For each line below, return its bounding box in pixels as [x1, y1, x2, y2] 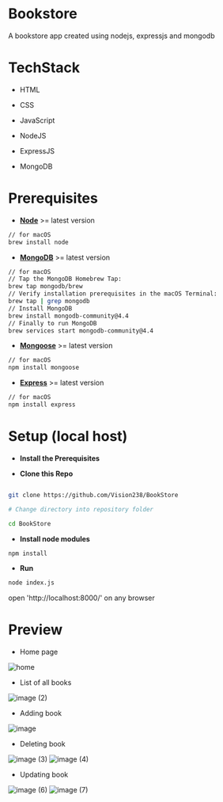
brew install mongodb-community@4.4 [8, 312, 129, 320]
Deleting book [19, 739, 66, 749]
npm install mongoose [8, 363, 80, 372]
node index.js [8, 579, 55, 587]
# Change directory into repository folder [8, 505, 154, 513]
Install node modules [19, 534, 91, 543]
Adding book [19, 709, 62, 718]
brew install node [8, 238, 69, 246]
